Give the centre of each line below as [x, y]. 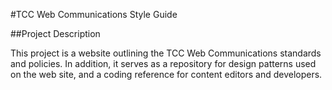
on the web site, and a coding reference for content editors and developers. [166, 74]
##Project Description [55, 33]
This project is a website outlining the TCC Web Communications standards [166, 53]
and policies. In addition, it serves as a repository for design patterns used [163, 63]
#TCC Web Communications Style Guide [94, 14]
